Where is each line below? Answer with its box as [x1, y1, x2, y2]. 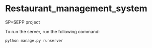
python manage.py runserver [5, 38, 64, 43]
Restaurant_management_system [5, 3, 148, 14]
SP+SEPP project [5, 19, 40, 25]
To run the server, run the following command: [5, 28, 100, 34]
